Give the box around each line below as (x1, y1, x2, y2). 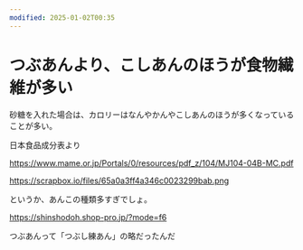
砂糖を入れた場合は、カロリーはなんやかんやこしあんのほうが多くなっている (9, 109, 295, 120)
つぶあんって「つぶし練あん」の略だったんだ (9, 230, 176, 241)
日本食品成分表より (9, 139, 81, 150)
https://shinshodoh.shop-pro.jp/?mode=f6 (9, 211, 167, 222)
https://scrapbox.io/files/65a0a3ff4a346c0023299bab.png (9, 175, 230, 186)
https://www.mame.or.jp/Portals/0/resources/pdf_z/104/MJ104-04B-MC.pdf (9, 157, 294, 168)
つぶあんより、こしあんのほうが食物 (9, 55, 279, 75)
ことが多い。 (9, 120, 57, 131)
